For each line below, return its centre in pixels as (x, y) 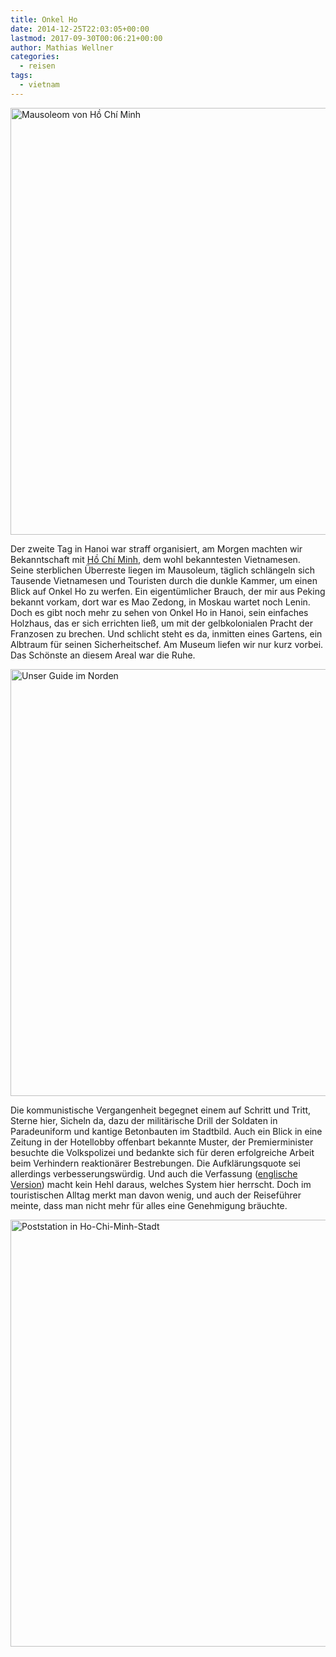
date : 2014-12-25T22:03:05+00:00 (80, 29)
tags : (21, 76)
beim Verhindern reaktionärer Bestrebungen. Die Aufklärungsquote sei (155, 1163)
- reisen (37, 66)
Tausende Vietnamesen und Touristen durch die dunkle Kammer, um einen (164, 580)
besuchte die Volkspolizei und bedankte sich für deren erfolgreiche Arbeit (162, 1152)
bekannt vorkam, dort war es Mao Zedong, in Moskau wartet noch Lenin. (160, 602)
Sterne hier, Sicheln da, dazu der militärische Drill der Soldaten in (144, 1120)
